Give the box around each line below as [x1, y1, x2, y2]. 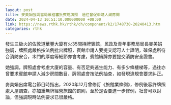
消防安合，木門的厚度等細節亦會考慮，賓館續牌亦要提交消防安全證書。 [9, 54, 157, 60]
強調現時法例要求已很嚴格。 [18, 94, 77, 100]
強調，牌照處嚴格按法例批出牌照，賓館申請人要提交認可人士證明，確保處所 [5, 47, 161, 53]
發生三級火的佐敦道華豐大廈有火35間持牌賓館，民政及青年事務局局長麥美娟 [5, 41, 162, 47]
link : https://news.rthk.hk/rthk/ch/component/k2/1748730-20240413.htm [5, 21, 160, 27]
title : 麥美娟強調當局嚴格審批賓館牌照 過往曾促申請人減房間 [5, 12, 120, 17]
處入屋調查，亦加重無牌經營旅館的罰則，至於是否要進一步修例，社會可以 [5, 88, 157, 94]
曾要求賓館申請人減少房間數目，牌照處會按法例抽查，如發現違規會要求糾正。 [5, 71, 166, 77]
